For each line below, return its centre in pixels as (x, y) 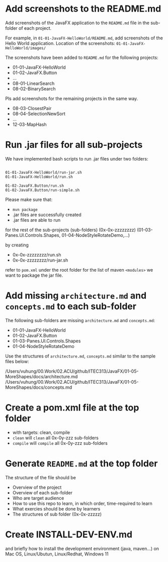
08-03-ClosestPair (32, 108)
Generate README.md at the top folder (81, 463)
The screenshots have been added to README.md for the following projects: (82, 57)
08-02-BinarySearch (34, 88)
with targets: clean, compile (41, 432)
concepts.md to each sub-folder (71, 306)
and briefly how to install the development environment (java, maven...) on (82, 548)
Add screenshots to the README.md (83, 9)
